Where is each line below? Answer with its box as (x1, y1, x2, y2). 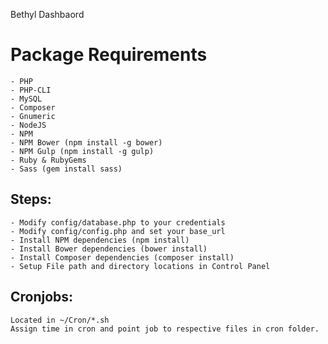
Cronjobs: (10, 289, 74, 306)
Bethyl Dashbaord (10, 9, 85, 20)
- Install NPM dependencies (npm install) (10, 235, 190, 245)
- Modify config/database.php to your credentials (10, 217, 226, 228)
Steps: (10, 191, 52, 208)
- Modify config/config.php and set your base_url (10, 226, 226, 236)
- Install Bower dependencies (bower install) (10, 244, 208, 254)
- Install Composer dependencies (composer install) (10, 252, 235, 263)
